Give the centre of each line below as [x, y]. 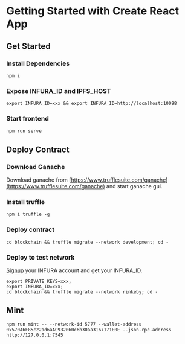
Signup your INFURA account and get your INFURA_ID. [74, 270]
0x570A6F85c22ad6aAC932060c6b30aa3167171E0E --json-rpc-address [89, 330]
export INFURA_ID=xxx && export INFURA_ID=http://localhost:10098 [92, 104]
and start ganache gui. [134, 186]
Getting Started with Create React [93, 11]
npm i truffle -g [28, 215]
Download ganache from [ [39, 180]
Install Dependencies [38, 63]
